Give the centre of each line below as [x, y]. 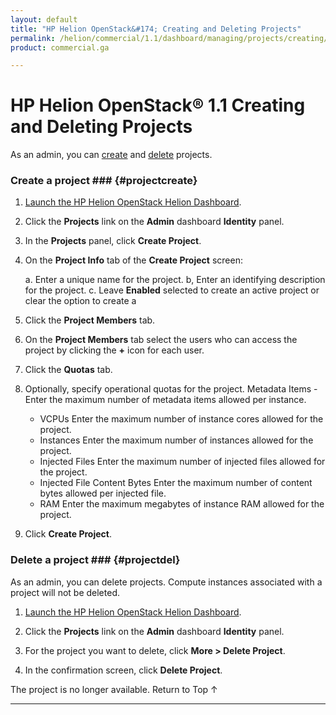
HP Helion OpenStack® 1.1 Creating [158, 105]
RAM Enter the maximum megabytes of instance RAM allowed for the [182, 504]
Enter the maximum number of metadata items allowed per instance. [165, 400]
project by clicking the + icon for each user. [114, 350]
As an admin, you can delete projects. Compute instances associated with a [166, 582]
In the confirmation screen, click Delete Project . [123, 670]
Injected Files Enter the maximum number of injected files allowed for [182, 462]
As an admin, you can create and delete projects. [111, 155]
